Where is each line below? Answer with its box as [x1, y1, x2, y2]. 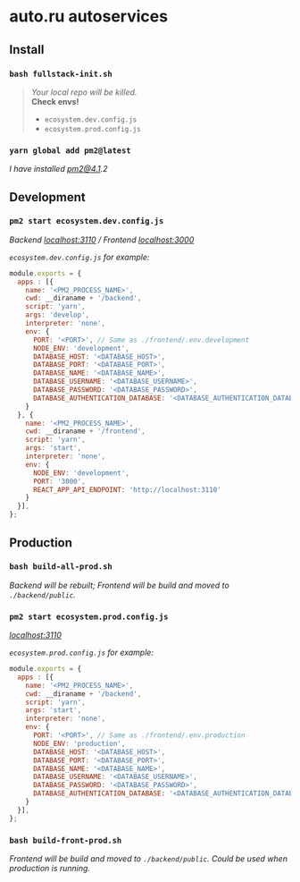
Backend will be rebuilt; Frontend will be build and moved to [9, 580, 229, 590]
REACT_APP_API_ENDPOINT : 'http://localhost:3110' [32, 485, 221, 494]
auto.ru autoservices [9, 6, 168, 27]
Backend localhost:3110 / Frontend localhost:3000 [9, 234, 195, 245]
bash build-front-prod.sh [9, 835, 122, 845]
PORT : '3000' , [32, 477, 87, 486]
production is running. [9, 863, 91, 874]
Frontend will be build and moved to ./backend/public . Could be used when [9, 853, 288, 864]
